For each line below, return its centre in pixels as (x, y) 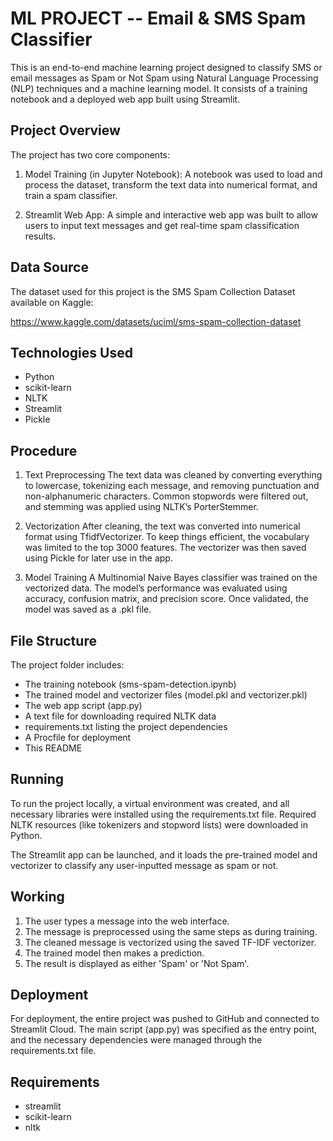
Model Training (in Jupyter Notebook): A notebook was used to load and (173, 174)
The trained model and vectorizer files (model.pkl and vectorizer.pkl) (166, 695)
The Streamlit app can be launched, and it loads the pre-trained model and (164, 854)
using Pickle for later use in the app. (98, 558)
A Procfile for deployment (78, 737)
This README (53, 748)
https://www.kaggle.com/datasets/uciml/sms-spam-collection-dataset (156, 321)
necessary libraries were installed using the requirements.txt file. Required (163, 814)
